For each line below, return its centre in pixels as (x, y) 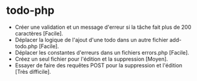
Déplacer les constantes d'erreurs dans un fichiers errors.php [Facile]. (102, 52)
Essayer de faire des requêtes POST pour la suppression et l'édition (98, 65)
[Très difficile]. (33, 71)
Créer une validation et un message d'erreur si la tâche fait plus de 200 (103, 27)
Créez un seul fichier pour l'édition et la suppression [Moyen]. (91, 59)
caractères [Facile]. (39, 33)
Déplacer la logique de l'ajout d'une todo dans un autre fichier (92, 40)
